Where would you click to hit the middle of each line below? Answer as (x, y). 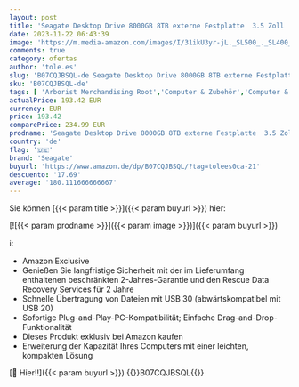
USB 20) (37, 309)
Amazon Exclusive (56, 261)
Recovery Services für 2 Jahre (78, 289)
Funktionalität (47, 327)
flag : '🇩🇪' (31, 149)
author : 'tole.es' (43, 68)
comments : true (37, 51)
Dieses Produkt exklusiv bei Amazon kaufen (103, 337)
